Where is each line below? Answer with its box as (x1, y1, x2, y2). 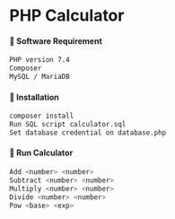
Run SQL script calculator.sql (9, 120, 127, 129)
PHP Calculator (9, 5, 125, 26)
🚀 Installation (9, 92, 60, 102)
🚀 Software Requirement (9, 35, 103, 46)
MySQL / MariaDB (9, 73, 70, 82)
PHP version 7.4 (9, 56, 70, 65)
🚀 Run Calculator (9, 147, 74, 158)
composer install (9, 111, 74, 121)
